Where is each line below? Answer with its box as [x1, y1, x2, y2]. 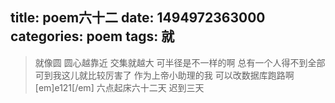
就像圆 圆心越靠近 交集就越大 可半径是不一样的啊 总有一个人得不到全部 [34, 56, 326, 68]
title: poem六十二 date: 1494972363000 [10, 9, 266, 27]
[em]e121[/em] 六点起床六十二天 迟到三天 [34, 81, 205, 93]
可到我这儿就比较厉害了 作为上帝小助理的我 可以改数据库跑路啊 [34, 69, 295, 81]
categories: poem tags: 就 [10, 28, 175, 45]
